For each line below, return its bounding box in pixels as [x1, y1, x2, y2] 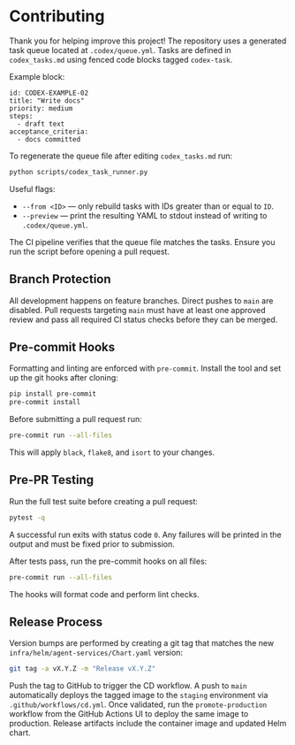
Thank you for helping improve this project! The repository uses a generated [9, 35, 287, 46]
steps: [9, 111, 34, 120]
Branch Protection [9, 272, 112, 287]
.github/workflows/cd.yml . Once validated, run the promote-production [9, 699, 268, 710]
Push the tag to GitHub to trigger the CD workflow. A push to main [9, 680, 247, 691]
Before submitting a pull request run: [9, 414, 143, 425]
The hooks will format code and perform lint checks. [9, 588, 200, 599]
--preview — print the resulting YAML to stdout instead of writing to [21, 210, 268, 220]
